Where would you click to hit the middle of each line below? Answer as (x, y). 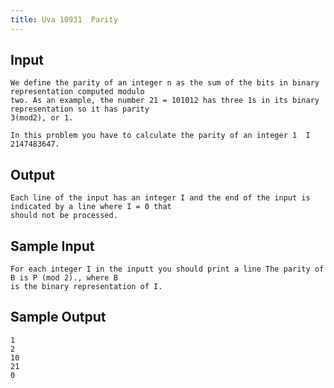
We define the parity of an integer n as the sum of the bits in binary (165, 83)
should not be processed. (64, 216)
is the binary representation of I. (86, 287)
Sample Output (58, 317)
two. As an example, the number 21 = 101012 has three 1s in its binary (165, 101)
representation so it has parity (80, 109)
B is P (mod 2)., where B (64, 278)
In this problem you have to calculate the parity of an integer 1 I (160, 136)
